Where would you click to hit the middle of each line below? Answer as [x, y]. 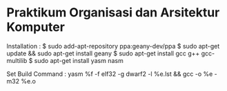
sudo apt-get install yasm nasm [79, 60]
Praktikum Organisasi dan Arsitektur [113, 13]
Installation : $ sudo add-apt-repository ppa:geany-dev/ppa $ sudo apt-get [113, 46]
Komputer [36, 27]
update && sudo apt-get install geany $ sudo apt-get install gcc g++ [103, 53]
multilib [17, 60]
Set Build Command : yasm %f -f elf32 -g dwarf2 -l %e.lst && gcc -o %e [110, 74]
